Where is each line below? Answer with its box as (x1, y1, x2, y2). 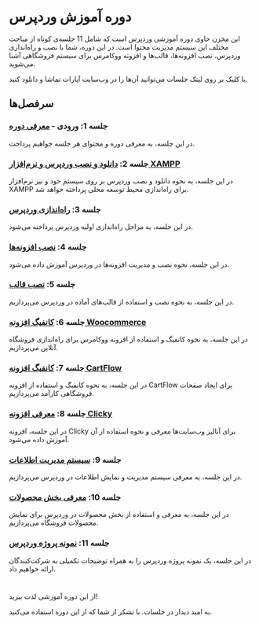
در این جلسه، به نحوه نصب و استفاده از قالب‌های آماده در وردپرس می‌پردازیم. (9, 297, 235, 306)
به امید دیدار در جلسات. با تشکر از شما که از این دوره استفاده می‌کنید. (9, 607, 213, 616)
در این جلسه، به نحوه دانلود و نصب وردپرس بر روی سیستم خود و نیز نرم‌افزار (9, 175, 234, 185)
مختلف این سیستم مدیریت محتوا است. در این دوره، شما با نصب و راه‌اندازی (9, 42, 229, 51)
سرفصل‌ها (9, 97, 54, 110)
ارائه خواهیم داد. (9, 563, 56, 574)
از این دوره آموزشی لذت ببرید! (9, 591, 98, 601)
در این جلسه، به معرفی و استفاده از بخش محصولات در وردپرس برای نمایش (9, 510, 230, 519)
